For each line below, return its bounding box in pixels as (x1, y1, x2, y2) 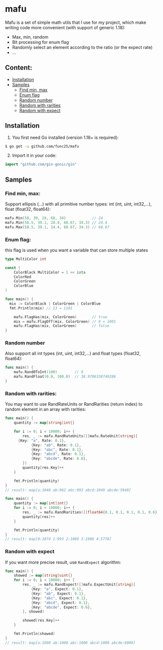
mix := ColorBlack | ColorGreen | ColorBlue (9, 301, 101, 306)
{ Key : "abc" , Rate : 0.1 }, (31, 447, 83, 452)
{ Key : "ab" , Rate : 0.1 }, (31, 443, 81, 447)
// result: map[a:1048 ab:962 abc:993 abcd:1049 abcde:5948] (5, 487, 131, 493)
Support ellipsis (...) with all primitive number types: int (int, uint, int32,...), (5, 201, 152, 207)
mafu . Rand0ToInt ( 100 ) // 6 (14, 370, 83, 375)
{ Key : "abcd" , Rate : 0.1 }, (31, 452, 86, 457)
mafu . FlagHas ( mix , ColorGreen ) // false (14, 324, 110, 328)
